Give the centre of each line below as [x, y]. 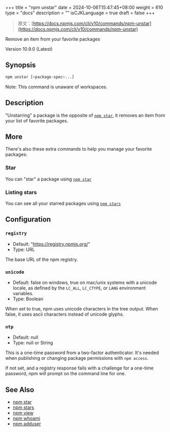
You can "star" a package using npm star [49, 179]
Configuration [28, 220]
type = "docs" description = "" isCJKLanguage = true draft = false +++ [80, 13]
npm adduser [27, 424]
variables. [23, 293]
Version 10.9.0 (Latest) [29, 49]
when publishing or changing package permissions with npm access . [77, 358]
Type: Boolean [28, 299]
